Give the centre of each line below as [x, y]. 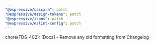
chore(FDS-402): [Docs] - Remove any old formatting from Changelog [77, 37]
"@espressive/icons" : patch [34, 19]
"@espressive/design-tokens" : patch [43, 14]
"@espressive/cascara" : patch [37, 10]
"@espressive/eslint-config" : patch [43, 23]
